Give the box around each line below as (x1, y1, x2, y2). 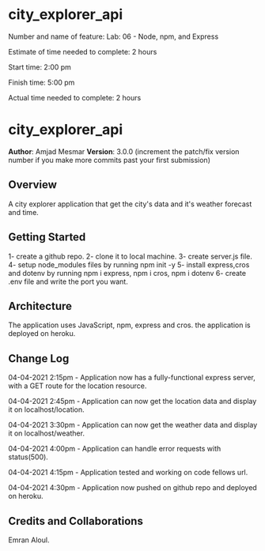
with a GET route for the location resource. (8, 381, 147, 391)
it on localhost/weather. (8, 428, 85, 438)
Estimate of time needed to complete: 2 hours (8, 47, 157, 56)
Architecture (8, 299, 73, 313)
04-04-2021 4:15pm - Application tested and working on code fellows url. (8, 468, 248, 477)
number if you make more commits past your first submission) (8, 155, 211, 164)
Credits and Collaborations (8, 514, 144, 527)
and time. (8, 207, 40, 217)
